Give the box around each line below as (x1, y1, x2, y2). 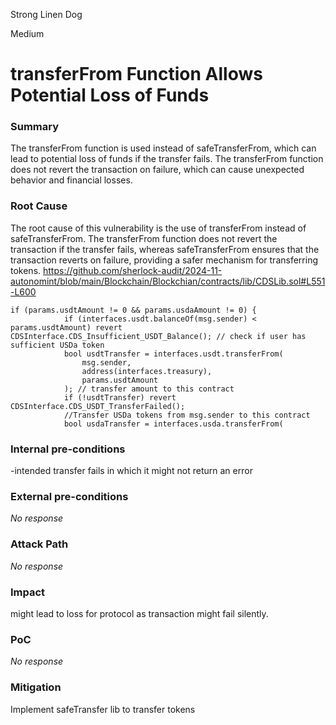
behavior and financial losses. (10, 174, 133, 186)
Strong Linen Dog (10, 9, 83, 20)
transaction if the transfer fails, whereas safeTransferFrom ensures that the (10, 243, 320, 255)
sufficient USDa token (10, 340, 105, 350)
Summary (10, 120, 60, 134)
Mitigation (10, 680, 62, 694)
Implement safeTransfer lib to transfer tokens (10, 703, 196, 715)
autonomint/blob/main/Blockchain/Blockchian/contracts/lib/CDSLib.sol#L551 (10, 275, 326, 287)
